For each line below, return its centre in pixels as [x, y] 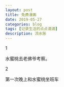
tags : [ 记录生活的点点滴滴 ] [31, 29]
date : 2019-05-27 [24, 19]
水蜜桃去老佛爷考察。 [27, 59]
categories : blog [24, 24]
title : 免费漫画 [21, 15]
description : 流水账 [26, 34]
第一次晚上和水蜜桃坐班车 [32, 79]
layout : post [19, 10]
